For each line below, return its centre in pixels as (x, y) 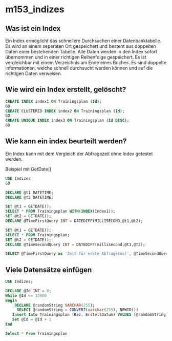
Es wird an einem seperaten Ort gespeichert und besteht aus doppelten (81, 46)
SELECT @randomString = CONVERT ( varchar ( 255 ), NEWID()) (78, 310)
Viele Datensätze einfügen (49, 270)
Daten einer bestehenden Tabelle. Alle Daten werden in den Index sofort (81, 52)
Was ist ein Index (33, 29)
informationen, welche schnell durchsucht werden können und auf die (79, 68)
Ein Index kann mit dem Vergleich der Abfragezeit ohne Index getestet (79, 154)
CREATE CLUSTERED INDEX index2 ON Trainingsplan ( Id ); (65, 111)
